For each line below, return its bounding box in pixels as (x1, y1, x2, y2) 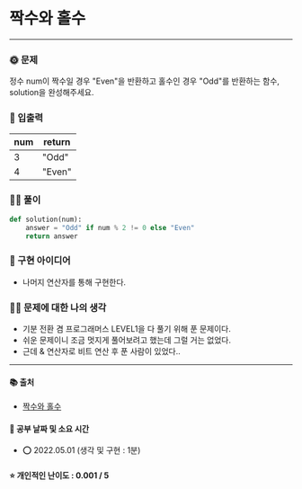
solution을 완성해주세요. (9, 87, 94, 98)
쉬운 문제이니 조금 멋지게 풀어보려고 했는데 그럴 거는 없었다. (22, 334, 232, 346)
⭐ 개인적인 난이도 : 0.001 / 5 (9, 470, 110, 481)
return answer (25, 231, 78, 241)
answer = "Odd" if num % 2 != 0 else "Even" (25, 223, 195, 232)
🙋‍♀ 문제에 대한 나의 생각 (9, 301, 107, 314)
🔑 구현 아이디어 (9, 254, 71, 267)
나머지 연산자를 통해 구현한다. (22, 276, 127, 288)
